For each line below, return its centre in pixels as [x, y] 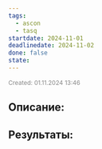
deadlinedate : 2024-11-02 [51, 46]
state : [19, 61]
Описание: [37, 108]
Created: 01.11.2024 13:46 [45, 82]
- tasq [26, 30]
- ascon [28, 23]
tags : [17, 16]
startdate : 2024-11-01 [46, 38]
